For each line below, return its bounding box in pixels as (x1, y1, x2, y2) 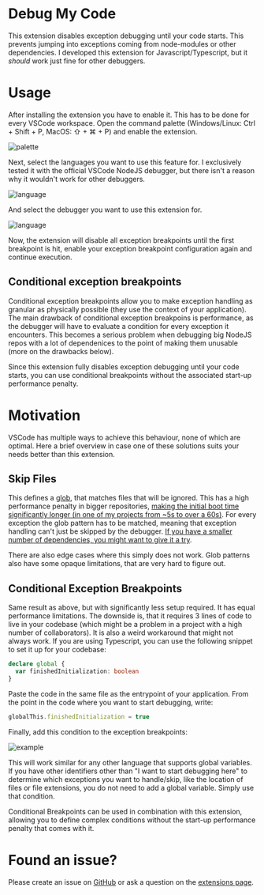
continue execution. (8, 252, 73, 262)
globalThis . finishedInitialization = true (8, 712, 150, 720)
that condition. (8, 791, 55, 801)
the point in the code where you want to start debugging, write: (8, 697, 214, 707)
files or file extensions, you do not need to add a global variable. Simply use (8, 783, 255, 792)
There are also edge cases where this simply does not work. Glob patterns (8, 550, 251, 560)
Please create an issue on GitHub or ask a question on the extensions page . (8, 877, 255, 886)
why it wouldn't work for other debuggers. (8, 174, 146, 183)
